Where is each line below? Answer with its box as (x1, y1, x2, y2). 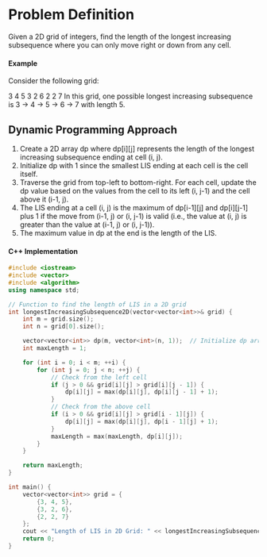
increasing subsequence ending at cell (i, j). (19, 152, 163, 162)
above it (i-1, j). (19, 194, 69, 204)
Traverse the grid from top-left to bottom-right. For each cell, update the (19, 177, 257, 187)
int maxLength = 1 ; (22, 344, 87, 352)
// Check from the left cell (50, 373, 148, 382)
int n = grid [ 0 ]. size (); (22, 323, 105, 331)
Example (8, 58, 38, 68)
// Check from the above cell (50, 403, 151, 411)
